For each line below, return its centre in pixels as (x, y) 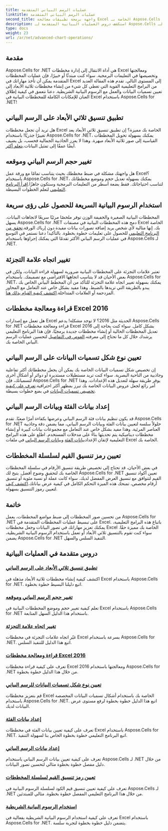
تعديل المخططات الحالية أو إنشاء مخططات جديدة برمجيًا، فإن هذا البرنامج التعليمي (82, 331)
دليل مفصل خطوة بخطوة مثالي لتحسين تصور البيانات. (55, 764)
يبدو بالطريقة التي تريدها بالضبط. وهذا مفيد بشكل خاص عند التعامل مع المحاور (77, 287)
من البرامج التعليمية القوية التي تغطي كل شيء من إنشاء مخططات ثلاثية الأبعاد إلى (81, 86)
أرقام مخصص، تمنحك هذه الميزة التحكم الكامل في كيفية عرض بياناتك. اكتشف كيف (81, 484)
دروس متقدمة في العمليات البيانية (52, 554)
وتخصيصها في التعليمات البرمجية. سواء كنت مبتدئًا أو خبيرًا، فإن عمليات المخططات (82, 75)
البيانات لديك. (18, 706)
